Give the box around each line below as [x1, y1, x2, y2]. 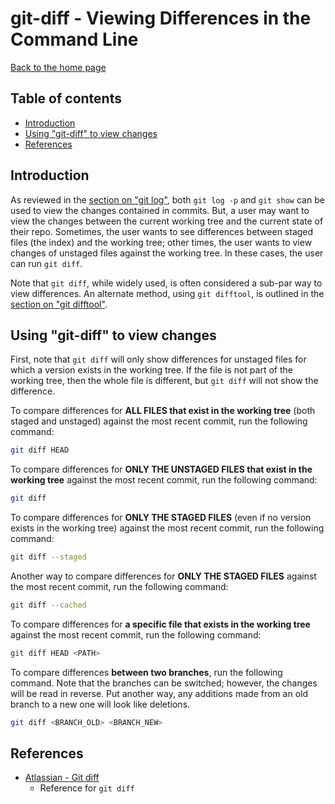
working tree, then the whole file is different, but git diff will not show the [10, 375, 319, 387]
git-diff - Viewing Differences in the [10, 7, 312, 30]
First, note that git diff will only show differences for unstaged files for [10, 353, 307, 366]
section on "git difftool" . [10, 298, 108, 310]
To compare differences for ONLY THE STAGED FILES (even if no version [10, 512, 312, 524]
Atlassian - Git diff [24, 772, 100, 784]
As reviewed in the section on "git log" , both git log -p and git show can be [10, 193, 325, 206]
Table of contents [10, 90, 122, 107]
